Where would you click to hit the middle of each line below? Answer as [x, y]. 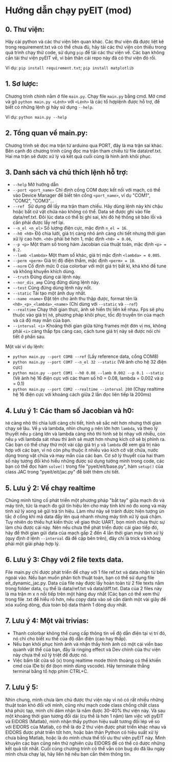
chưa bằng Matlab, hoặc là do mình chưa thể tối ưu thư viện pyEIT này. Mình [85, 737]
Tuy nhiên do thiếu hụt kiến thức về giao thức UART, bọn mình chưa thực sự [85, 522]
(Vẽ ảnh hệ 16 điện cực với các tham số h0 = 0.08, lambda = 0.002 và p [88, 378]
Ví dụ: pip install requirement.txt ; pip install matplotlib [70, 68]
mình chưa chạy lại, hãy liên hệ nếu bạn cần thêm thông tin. [68, 754]
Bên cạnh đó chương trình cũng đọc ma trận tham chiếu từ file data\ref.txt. [84, 151]
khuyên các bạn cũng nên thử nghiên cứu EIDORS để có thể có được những [85, 743]
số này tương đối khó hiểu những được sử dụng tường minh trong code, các [85, 461]
